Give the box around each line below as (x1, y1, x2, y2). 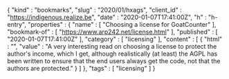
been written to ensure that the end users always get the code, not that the (7, 57, 221, 65)
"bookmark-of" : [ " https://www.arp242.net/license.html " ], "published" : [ (7, 27, 218, 36)
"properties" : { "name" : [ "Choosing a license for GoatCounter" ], (27, 21, 217, 28)
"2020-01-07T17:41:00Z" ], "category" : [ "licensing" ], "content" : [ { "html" (7, 35, 223, 43)
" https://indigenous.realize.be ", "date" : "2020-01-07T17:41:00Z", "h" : (7, 13, 207, 21)
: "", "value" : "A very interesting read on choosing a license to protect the (7, 43, 217, 50)
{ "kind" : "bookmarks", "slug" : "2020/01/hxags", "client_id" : (7, 6, 182, 14)
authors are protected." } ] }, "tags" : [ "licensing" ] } (7, 65, 156, 72)
